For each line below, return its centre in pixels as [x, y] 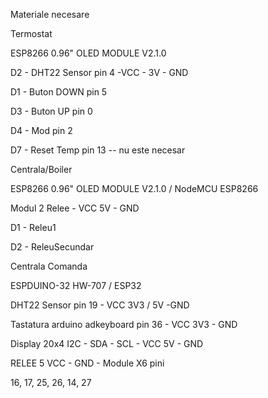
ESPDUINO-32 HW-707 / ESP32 [76, 285]
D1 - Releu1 [33, 227]
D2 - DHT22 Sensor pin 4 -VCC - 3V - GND [99, 72]
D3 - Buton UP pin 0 [51, 111]
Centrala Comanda [49, 266]
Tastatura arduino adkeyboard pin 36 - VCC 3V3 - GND [124, 324]
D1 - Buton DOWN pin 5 [59, 92]
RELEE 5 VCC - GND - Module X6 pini [87, 363]
